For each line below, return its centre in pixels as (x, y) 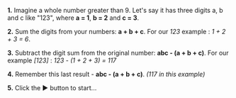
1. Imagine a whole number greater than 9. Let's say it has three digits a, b (115, 10)
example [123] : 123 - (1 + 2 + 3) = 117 (62, 60)
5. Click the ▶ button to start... (52, 88)
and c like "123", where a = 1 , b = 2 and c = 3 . (73, 18)
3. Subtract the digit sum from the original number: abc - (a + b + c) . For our (118, 53)
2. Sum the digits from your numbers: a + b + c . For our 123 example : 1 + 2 (117, 32)
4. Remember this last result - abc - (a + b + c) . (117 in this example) (106, 74)
